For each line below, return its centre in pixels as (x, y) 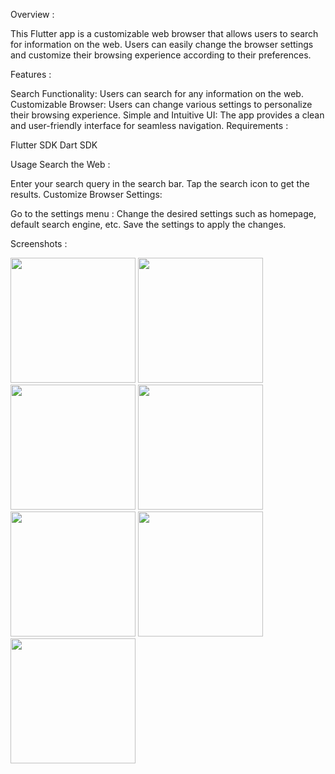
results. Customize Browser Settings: (86, 194)
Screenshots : (39, 243)
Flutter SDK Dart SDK (54, 145)
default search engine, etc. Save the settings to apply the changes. (148, 224)
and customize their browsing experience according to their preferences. (161, 55)
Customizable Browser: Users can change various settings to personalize (161, 104)
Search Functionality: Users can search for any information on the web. (157, 93)
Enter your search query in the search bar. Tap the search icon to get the (160, 183)
